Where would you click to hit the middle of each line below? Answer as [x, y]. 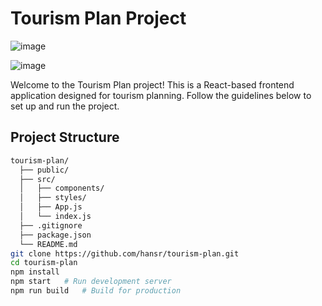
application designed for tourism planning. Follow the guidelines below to [161, 95]
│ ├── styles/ [53, 198]
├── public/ [44, 170]
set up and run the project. [65, 106]
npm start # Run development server [91, 282]
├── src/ [37, 179]
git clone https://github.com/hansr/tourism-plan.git [125, 253]
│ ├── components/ [62, 188]
